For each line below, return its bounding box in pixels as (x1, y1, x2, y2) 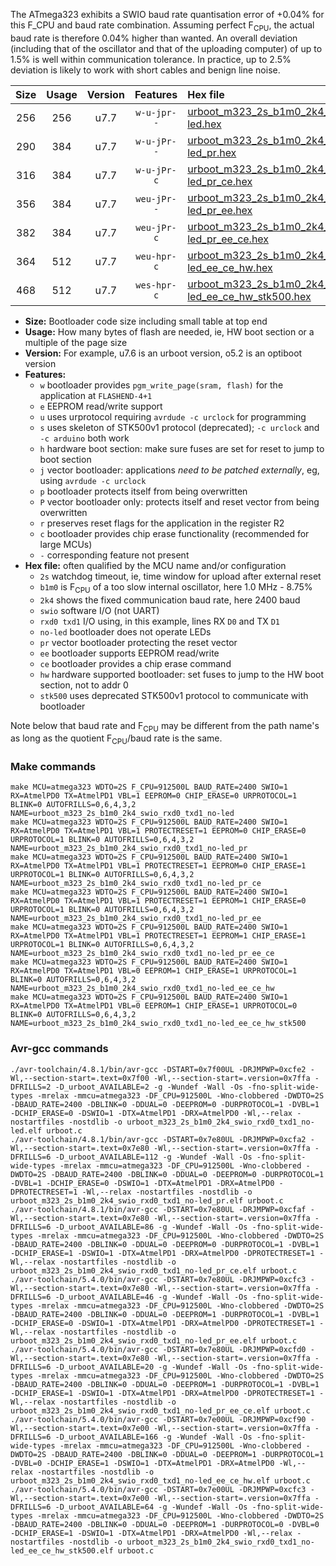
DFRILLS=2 (10, 1082, 52, 1092)
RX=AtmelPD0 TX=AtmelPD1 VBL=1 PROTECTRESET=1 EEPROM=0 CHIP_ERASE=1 (10, 861, 307, 871)
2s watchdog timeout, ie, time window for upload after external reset (39, 570, 322, 582)
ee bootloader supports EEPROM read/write (39, 647, 220, 659)
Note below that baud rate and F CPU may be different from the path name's (10, 719, 320, 734)
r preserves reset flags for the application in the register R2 (39, 517, 285, 529)
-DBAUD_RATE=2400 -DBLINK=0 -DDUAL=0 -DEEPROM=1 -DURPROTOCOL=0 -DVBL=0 (10, 1519, 320, 1529)
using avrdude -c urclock (39, 474, 147, 486)
